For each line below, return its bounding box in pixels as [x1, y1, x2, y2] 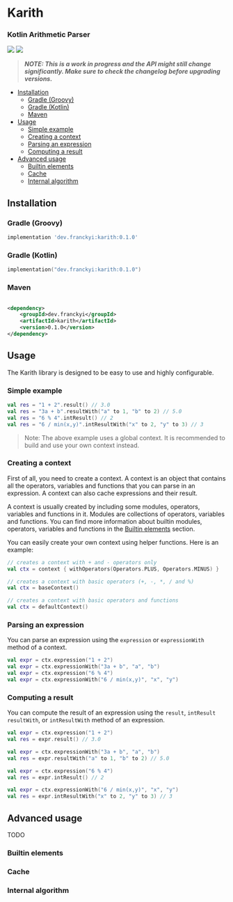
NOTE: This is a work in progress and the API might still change [24, 60, 211, 68]
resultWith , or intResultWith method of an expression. [7, 716, 166, 724]
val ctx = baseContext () [7, 584, 79, 591]
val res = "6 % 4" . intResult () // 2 [7, 414, 113, 421]
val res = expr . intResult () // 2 [7, 774, 104, 781]
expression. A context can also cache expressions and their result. [7, 489, 198, 497]
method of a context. [7, 643, 67, 652]
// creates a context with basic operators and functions [7, 597, 179, 604]
